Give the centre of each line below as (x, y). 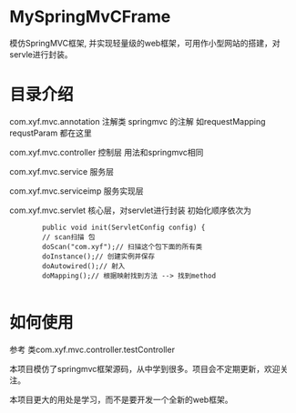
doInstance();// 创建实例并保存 (99, 257)
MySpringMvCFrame (90, 17)
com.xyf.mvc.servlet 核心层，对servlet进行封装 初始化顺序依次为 (131, 210)
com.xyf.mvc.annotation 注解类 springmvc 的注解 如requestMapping (138, 121)
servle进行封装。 (41, 54)
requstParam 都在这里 (51, 133)
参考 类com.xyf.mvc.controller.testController (92, 349)
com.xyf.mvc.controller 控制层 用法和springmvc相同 (107, 152)
